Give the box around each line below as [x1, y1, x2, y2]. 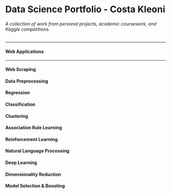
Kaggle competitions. [5, 26, 50, 32]
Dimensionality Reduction [5, 171, 61, 177]
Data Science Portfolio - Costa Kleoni [5, 4, 165, 15]
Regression [5, 90, 30, 96]
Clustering [5, 113, 28, 119]
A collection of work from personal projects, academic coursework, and [5, 20, 157, 26]
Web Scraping [5, 66, 36, 72]
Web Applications [5, 48, 44, 54]
